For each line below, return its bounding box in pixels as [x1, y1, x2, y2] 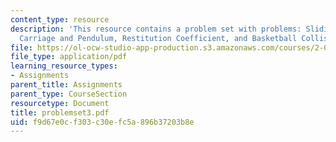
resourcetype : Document [10, 98, 110, 108]
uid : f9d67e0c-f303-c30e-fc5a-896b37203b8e [10, 117, 195, 127]
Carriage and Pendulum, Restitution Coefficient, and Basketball [19, 33, 298, 43]
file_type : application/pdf [10, 52, 128, 62]
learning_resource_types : [10, 61, 118, 71]
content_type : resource [10, 14, 110, 25]
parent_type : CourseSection [10, 89, 128, 99]
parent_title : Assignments [10, 80, 123, 90]
